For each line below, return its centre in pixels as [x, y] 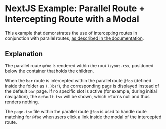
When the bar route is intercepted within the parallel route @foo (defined [78, 80]
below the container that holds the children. [50, 71]
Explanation [24, 54]
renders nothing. [22, 102]
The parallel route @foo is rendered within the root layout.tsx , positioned [79, 65]
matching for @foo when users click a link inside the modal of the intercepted [83, 117]
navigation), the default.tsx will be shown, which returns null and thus [77, 96]
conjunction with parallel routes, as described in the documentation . [75, 38]
